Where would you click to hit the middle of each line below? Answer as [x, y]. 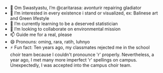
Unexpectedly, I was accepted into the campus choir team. [71, 65]
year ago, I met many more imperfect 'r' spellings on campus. [73, 60]
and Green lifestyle [29, 18]
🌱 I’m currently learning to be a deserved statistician [64, 23]
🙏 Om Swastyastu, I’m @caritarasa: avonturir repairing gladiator [76, 8]
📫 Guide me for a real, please [41, 34]
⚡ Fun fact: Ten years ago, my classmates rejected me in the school [80, 47]
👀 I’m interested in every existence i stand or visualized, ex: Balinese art [84, 13]
